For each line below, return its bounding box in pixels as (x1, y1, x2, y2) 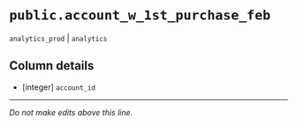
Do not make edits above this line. (9, 107, 133, 117)
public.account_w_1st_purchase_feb (9, 7, 271, 24)
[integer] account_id (21, 82, 95, 92)
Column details (9, 58, 95, 73)
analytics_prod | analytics (9, 33, 108, 43)
